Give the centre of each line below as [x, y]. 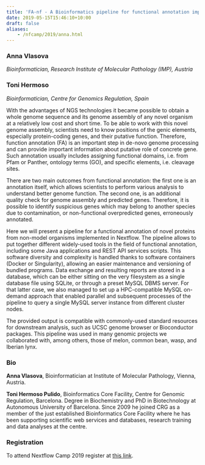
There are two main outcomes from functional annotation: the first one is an [101, 180]
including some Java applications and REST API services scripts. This [94, 250]
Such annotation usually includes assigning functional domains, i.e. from [97, 156]
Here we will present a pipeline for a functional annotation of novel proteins [101, 231]
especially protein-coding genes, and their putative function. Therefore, [96, 136]
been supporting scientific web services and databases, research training [99, 420]
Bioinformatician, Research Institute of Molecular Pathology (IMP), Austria [100, 69]
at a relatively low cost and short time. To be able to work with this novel [97, 123]
